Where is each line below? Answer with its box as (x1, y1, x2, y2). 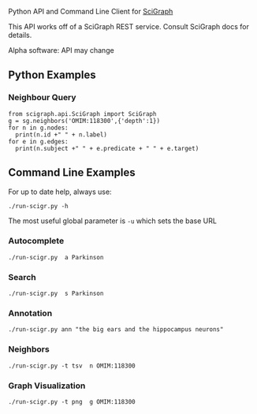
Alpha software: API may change (8, 46, 114, 54)
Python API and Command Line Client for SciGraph (8, 7, 173, 16)
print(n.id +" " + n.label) (15, 130, 108, 139)
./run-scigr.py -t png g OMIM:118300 (8, 397, 136, 405)
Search (8, 271, 37, 282)
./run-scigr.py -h (8, 202, 69, 210)
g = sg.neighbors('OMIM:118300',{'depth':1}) (8, 117, 160, 125)
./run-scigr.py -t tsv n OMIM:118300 (8, 362, 136, 370)
